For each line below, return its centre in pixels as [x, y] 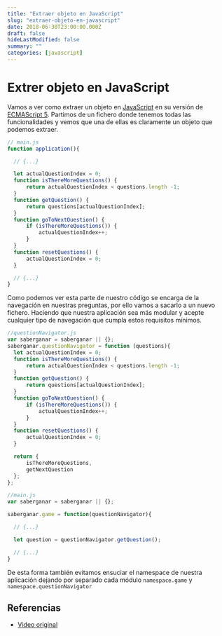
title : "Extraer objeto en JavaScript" [65, 14]
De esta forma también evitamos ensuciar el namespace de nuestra [105, 572]
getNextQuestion [49, 469]
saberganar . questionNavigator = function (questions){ [89, 346]
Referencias [34, 608]
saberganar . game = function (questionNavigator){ [79, 515]
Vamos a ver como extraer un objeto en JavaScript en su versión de [105, 107]
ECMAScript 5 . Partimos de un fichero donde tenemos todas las [99, 114]
